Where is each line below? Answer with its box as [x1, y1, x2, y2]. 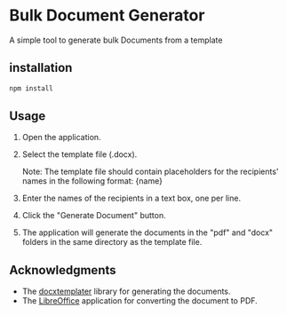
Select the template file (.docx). [21, 149, 138, 160]
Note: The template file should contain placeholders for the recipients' [21, 166, 279, 177]
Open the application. [21, 132, 101, 143]
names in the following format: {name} [21, 176, 163, 186]
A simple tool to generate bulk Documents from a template [9, 35, 223, 45]
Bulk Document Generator [9, 5, 205, 26]
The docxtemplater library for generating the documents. [21, 286, 231, 297]
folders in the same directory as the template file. [21, 237, 203, 248]
